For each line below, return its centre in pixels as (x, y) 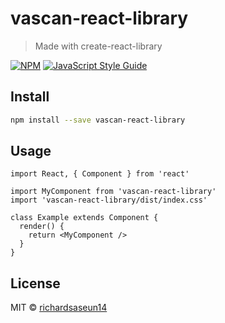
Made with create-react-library (98, 46)
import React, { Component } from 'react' (100, 174)
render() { (42, 227)
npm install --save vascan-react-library (98, 120)
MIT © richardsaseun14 (59, 308)
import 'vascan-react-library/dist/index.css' (109, 200)
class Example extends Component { (84, 218)
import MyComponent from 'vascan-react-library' (113, 192)
